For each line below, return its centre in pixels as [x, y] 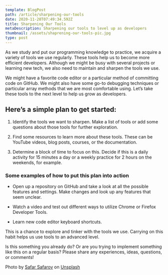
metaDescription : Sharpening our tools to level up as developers [76, 29]
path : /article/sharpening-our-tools [45, 15]
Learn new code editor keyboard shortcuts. [57, 222]
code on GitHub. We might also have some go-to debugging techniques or [82, 83]
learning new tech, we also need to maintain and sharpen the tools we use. [82, 68]
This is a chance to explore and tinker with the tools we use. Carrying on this [84, 231]
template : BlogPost [26, 10]
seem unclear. [27, 197]
